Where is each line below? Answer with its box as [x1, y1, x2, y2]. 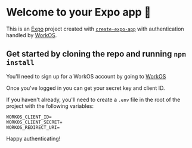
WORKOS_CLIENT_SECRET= [6, 119, 63, 125]
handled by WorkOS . [6, 31, 57, 38]
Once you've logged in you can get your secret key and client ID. [6, 84, 165, 92]
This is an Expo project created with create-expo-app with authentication [6, 25, 184, 32]
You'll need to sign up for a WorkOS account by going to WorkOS [6, 73, 166, 80]
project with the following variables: [6, 102, 94, 110]
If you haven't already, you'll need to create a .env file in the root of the [6, 96, 181, 103]
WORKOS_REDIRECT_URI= [6, 124, 60, 131]
